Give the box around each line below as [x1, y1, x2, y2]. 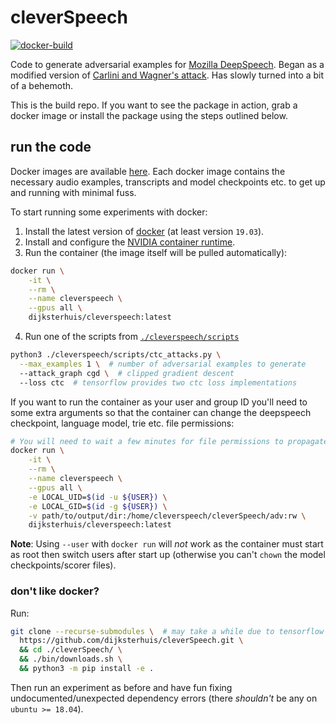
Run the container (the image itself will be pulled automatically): [24, 246, 288, 258]
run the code [10, 139, 92, 156]
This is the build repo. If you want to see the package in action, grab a [10, 99, 298, 111]
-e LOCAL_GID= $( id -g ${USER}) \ [28, 501, 168, 511]
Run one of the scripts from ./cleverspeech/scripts [24, 331, 240, 342]
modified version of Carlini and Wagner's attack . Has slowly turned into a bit [10, 69, 325, 81]
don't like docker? [10, 584, 100, 598]
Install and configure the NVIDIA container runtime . [24, 236, 236, 248]
